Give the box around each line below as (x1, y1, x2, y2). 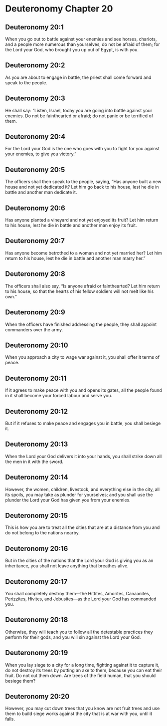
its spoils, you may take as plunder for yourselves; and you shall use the (5, 491, 153, 497)
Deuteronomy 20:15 (5, 511, 68, 519)
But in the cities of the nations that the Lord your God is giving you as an (5, 557, 154, 564)
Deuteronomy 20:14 (5, 473, 68, 482)
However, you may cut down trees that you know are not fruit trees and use (5, 706, 160, 712)
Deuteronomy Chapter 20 (5, 3, 113, 14)
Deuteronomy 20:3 (5, 94, 65, 103)
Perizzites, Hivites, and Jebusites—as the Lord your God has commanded (5, 596, 157, 602)
